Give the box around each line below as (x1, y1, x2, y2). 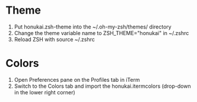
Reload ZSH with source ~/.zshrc (14, 36, 96, 43)
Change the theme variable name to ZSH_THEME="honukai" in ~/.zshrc (14, 29, 189, 36)
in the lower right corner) (14, 88, 75, 95)
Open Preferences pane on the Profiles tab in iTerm (14, 76, 140, 83)
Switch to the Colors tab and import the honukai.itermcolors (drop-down (14, 82, 191, 90)
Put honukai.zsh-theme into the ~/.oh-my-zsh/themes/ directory (14, 23, 171, 30)
